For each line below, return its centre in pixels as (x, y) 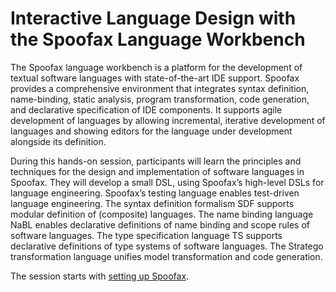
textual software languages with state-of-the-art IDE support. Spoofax (155, 78)
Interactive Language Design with (153, 18)
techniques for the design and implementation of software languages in (157, 171)
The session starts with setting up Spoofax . (100, 276)
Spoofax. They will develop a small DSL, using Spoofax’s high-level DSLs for (167, 182)
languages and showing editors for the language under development (151, 131)
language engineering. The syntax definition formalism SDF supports (152, 203)
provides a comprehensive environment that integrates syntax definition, (160, 88)
